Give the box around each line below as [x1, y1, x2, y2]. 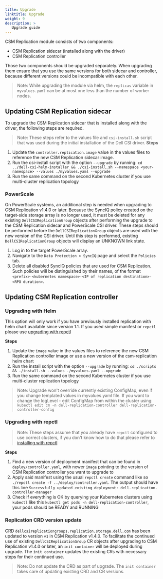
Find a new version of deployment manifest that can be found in [12, 459, 141, 465]
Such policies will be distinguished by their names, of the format [12, 268, 141, 274]
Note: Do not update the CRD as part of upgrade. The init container [17, 563, 156, 569]
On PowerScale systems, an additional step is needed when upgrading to [5, 202, 152, 208]
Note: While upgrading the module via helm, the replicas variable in [17, 82, 153, 88]
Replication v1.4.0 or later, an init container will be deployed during [5, 543, 143, 549]
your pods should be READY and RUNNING [12, 504, 99, 510]
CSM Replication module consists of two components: [5, 39, 114, 44]
